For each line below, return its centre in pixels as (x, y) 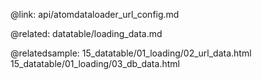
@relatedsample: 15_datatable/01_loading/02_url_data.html (131, 53)
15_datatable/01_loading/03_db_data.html (95, 63)
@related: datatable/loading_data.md (86, 33)
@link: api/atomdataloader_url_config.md (95, 14)
